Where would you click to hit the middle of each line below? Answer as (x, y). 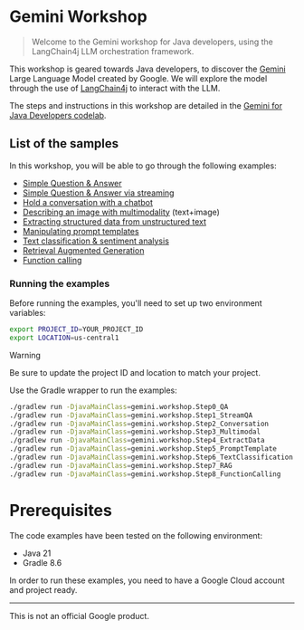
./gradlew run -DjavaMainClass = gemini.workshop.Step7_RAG (121, 465)
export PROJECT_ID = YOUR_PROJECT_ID (76, 329)
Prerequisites (61, 510)
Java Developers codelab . (58, 115)
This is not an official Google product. (79, 616)
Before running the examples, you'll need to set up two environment (136, 303)
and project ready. (43, 589)
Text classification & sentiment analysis (96, 241)
